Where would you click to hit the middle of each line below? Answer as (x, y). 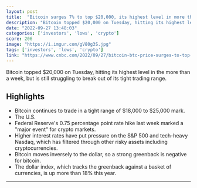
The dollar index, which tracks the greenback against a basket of (93, 167)
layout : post (22, 11)
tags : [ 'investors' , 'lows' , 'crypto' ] (55, 50)
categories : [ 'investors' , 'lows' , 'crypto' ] (62, 33)
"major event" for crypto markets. (55, 129)
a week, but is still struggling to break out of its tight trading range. (86, 78)
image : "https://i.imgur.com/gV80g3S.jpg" (59, 45)
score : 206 (19, 39)
